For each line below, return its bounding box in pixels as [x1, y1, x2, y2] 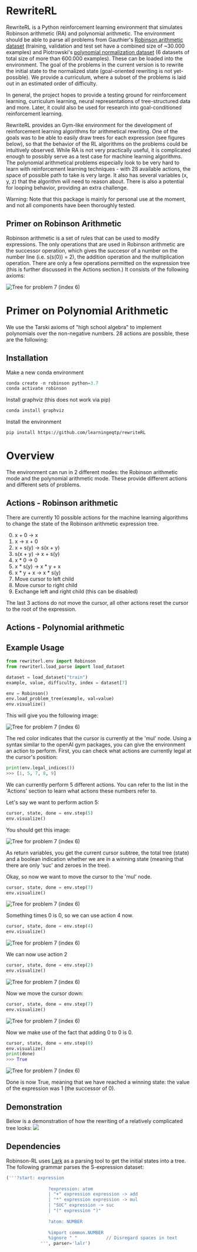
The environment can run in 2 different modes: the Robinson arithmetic [6, 469, 178, 476]
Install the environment [6, 418, 62, 425]
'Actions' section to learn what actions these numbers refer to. [6, 787, 157, 794]
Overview [6, 449, 55, 463]
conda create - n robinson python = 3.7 [6, 380, 99, 386]
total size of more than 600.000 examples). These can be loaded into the [6, 55, 183, 62]
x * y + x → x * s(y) [14, 569, 61, 576]
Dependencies [6, 1141, 61, 1152]
